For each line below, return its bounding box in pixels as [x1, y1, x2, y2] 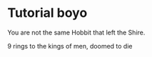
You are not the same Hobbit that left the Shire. [7, 28, 146, 37]
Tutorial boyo [7, 5, 88, 21]
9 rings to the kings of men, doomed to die [7, 42, 133, 50]
